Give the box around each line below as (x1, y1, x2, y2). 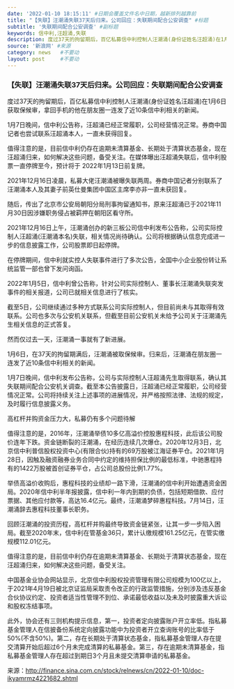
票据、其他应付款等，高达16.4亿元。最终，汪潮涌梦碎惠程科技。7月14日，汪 (7, 497, 224, 505)
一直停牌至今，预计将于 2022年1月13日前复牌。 (13, 162, 149, 170)
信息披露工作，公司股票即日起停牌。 (19, 241, 123, 250)
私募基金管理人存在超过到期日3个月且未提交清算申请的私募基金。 (7, 651, 194, 660)
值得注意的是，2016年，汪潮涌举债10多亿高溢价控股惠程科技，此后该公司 (7, 430, 217, 438)
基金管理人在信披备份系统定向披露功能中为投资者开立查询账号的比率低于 (7, 626, 214, 634)
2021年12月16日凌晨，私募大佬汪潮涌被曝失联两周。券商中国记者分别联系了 (7, 176, 223, 185)
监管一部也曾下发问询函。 (13, 264, 87, 273)
